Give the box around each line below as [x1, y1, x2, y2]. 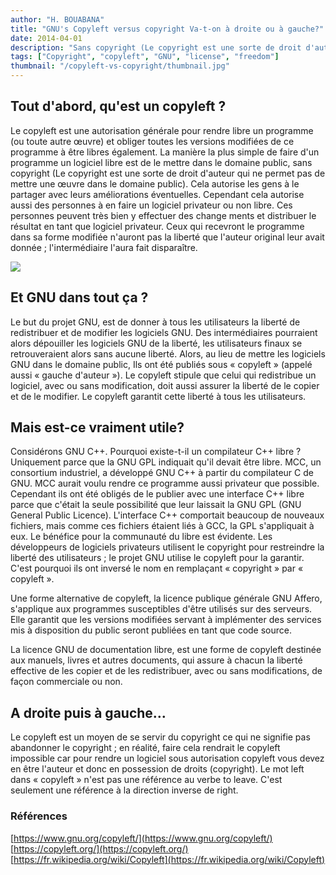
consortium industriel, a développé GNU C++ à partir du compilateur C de [10, 467, 314, 479]
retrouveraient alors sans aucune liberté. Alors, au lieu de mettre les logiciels [10, 347, 326, 360]
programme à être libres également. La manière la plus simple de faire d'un [10, 146, 320, 158]
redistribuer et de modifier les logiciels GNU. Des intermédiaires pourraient [10, 326, 318, 338]
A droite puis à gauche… [10, 704, 167, 721]
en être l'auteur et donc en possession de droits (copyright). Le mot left [10, 763, 305, 775]
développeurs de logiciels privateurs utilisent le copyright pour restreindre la [10, 541, 325, 553]
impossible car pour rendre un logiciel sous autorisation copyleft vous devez [10, 752, 325, 765]
